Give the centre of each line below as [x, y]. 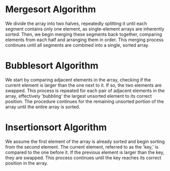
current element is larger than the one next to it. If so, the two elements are [83, 85]
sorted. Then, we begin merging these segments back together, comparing [84, 34]
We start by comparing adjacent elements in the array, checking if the [78, 79]
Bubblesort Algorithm [52, 66]
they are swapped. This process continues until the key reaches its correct [83, 158]
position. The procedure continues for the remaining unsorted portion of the [84, 101]
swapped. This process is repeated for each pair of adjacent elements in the [85, 91]
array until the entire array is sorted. [43, 107]
